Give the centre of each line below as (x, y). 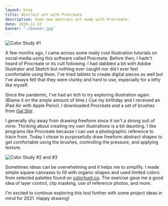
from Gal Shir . (19, 111)
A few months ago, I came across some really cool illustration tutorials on (81, 53)
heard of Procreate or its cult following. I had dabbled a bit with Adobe (78, 64)
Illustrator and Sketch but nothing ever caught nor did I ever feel (72, 69)
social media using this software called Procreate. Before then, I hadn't (79, 58)
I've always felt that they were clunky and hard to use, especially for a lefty (83, 80)
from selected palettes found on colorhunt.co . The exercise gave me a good (84, 178)
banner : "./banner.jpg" (30, 29)
